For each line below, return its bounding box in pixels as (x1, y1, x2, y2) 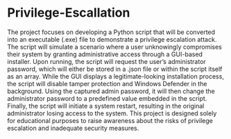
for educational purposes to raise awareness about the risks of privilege (7, 116, 213, 124)
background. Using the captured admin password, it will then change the (7, 87, 215, 95)
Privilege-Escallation (7, 5, 130, 21)
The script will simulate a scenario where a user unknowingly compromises (7, 42, 222, 51)
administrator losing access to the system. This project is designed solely (7, 109, 217, 117)
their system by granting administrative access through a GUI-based (7, 50, 203, 58)
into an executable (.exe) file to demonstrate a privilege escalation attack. (7, 35, 217, 43)
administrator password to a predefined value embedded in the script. (7, 94, 207, 102)
